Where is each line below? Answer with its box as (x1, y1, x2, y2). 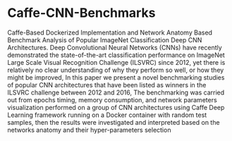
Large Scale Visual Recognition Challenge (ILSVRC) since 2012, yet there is (7, 58, 226, 66)
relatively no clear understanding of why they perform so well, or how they (7, 66, 224, 74)
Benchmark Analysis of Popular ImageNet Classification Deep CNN (7, 35, 202, 44)
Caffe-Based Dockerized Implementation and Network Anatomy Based (7, 28, 213, 37)
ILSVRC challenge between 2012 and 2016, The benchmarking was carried (7, 88, 225, 97)
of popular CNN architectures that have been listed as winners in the (7, 80, 207, 89)
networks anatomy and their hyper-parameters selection (7, 125, 171, 134)
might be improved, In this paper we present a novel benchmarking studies (7, 73, 225, 82)
